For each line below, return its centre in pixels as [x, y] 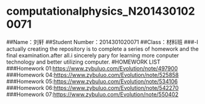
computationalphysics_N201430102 [101, 11]
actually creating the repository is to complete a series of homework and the [102, 49]
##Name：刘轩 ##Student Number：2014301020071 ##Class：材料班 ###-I [102, 42]
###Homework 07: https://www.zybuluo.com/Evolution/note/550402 [92, 94]
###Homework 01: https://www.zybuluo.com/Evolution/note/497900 [92, 68]
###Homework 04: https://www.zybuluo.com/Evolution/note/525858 [93, 75]
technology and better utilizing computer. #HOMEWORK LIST [84, 62]
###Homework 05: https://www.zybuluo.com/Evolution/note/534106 [92, 81]
